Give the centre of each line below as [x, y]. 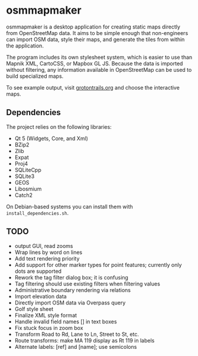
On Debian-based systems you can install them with [69, 206]
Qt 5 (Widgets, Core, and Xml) [51, 138]
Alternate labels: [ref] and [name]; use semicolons [76, 347]
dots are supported [38, 271]
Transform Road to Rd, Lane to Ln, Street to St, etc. [77, 334]
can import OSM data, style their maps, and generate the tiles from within [95, 39]
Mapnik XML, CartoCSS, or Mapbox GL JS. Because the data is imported [95, 63]
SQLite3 [25, 176]
